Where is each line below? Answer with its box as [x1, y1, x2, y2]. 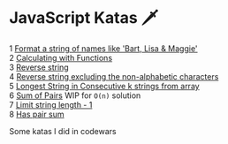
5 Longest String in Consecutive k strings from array [9, 80, 201, 91]
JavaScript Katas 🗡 [9, 8, 159, 28]
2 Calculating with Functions [9, 52, 113, 63]
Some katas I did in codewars [9, 125, 117, 136]
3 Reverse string [9, 62, 69, 72]
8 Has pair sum [9, 109, 65, 119]
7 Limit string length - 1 [9, 99, 93, 110]
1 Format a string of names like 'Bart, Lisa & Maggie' [9, 42, 198, 54]
